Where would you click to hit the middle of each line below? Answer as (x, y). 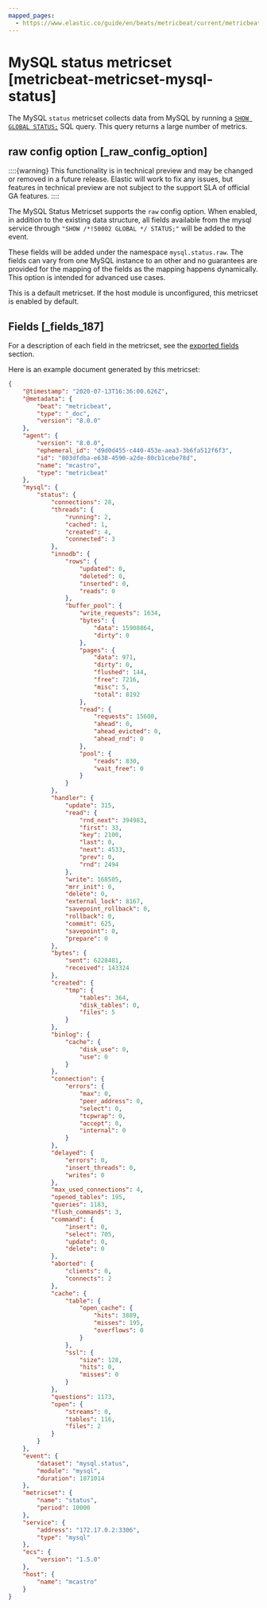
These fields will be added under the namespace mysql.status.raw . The (126, 252)
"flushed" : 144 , (120, 673)
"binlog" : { (70, 1035)
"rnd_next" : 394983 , (113, 820)
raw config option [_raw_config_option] (108, 151)
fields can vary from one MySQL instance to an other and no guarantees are (133, 261)
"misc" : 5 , (111, 687)
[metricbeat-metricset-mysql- (111, 79)
